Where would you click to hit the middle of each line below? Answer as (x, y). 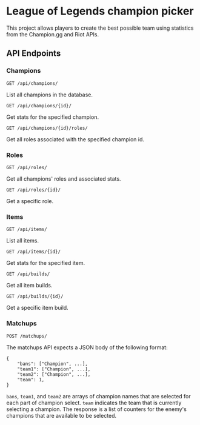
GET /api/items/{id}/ (34, 252)
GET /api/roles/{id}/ (34, 190)
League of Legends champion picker (100, 11)
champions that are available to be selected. (62, 415)
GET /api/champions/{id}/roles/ (47, 128)
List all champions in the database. (49, 95)
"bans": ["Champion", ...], (52, 364)
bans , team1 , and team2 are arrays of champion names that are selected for (98, 396)
